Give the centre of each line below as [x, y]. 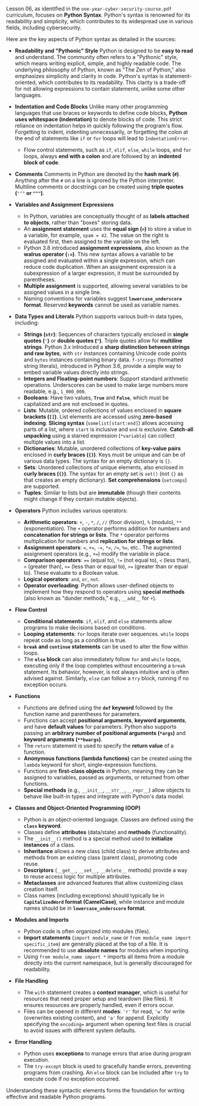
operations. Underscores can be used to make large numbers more [106, 385]
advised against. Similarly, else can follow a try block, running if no [106, 678]
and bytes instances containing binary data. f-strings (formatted [103, 360]
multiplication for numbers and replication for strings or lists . [99, 541]
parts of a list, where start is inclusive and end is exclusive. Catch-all [108, 429]
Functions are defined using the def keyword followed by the [98, 708]
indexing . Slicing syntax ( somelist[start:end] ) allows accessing [104, 423]
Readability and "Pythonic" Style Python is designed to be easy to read [104, 51]
